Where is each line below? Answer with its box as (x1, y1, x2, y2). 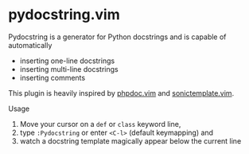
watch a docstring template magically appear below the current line (19, 136, 242, 145)
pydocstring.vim (8, 6, 121, 24)
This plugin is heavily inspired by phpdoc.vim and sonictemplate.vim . (8, 88, 235, 97)
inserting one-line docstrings (19, 56, 115, 65)
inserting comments (19, 73, 86, 82)
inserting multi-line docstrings (19, 64, 119, 73)
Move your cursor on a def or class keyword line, (19, 119, 181, 128)
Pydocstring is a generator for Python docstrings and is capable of (8, 32, 227, 41)
